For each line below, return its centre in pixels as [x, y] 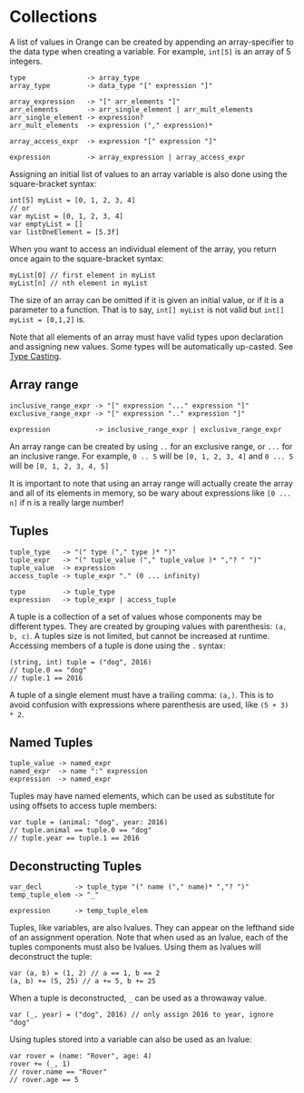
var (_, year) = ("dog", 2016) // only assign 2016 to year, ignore [142, 1015]
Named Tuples [51, 742]
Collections [54, 17]
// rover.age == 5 [44, 1080]
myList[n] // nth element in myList [78, 283]
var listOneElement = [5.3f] [64, 232]
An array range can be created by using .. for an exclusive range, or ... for [151, 446]
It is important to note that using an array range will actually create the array [151, 483]
